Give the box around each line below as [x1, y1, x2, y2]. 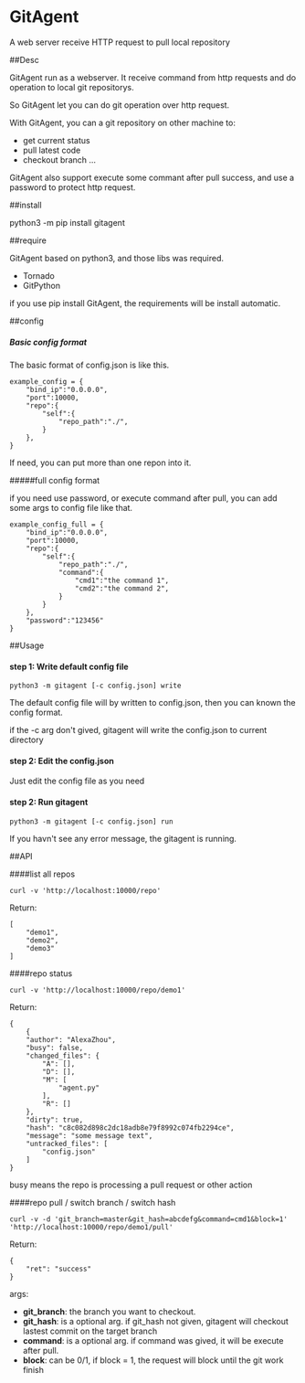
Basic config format [9, 336, 88, 347]
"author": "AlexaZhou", [26, 1035, 117, 1044]
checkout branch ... [22, 154, 97, 165]
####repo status [9, 967, 73, 979]
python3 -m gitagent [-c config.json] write [9, 681, 182, 691]
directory [9, 734, 44, 746]
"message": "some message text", [26, 1131, 153, 1140]
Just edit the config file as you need [9, 775, 145, 787]
